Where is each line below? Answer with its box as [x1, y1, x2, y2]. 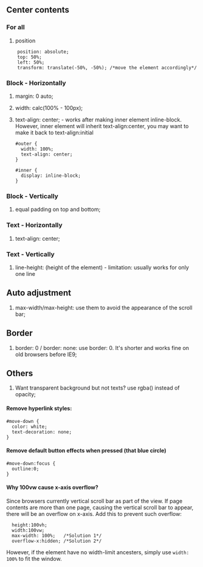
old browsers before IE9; [15, 351, 77, 358]
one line [15, 270, 35, 277]
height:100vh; [12, 522, 47, 528]
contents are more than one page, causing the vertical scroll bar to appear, [6, 504, 194, 511]
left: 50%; [17, 59, 45, 66]
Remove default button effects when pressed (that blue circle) [6, 447, 167, 455]
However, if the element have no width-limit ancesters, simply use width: [6, 548, 190, 555]
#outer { [15, 140, 38, 146]
